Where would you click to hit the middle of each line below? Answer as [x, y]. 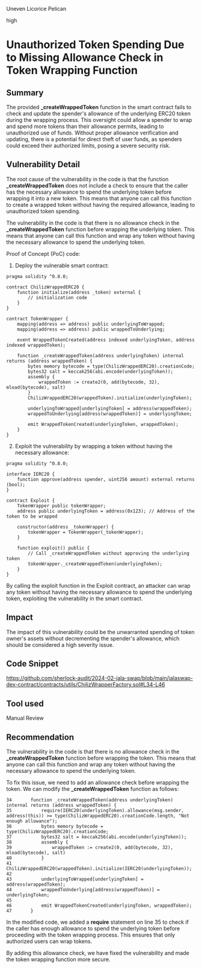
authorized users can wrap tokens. [49, 941]
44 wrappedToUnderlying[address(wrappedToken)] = [83, 890]
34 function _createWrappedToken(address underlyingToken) [90, 800]
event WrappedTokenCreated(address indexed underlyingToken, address [106, 340]
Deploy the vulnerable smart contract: [62, 265]
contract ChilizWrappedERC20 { [45, 287]
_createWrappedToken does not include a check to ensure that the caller [97, 185]
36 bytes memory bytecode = [55, 827]
